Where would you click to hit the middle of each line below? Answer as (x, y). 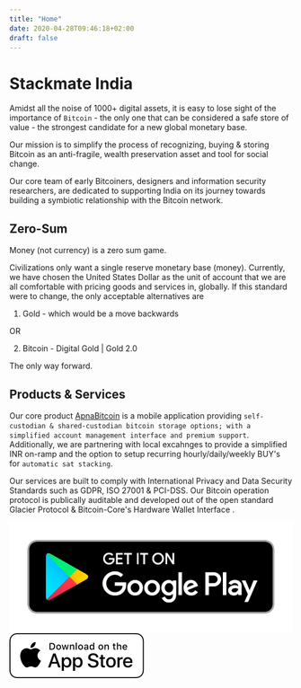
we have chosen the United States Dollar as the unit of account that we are (148, 278)
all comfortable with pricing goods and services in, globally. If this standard (148, 287)
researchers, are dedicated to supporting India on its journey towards (137, 191)
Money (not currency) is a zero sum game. (88, 251)
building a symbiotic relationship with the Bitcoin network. (116, 200)
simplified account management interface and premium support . (129, 435)
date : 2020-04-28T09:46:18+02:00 (72, 28)
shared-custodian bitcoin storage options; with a (154, 426)
